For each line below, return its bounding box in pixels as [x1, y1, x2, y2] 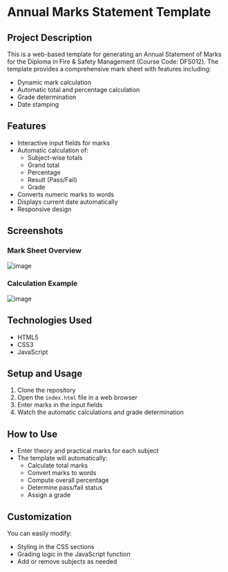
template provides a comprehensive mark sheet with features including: [7, 65, 211, 73]
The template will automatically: [17, 454, 108, 463]
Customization [7, 510, 73, 523]
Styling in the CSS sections [17, 543, 95, 551]
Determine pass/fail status [27, 483, 103, 492]
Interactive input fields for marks [17, 138, 111, 147]
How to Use [7, 428, 58, 440]
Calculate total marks [27, 461, 88, 470]
